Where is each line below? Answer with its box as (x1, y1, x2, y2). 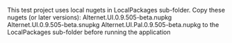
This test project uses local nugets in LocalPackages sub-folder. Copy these (7, 6, 226, 14)
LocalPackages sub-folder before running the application (7, 28, 171, 36)
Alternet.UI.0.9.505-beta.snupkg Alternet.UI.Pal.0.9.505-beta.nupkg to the (7, 21, 219, 28)
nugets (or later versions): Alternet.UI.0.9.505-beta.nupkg (7, 13, 172, 21)
